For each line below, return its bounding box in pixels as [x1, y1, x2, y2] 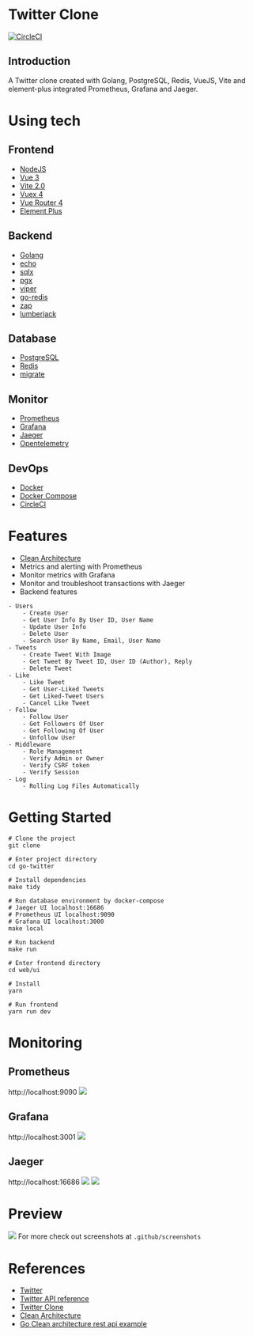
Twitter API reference [19, 1294, 89, 1304]
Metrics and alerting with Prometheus [19, 562, 142, 571]
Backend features [19, 587, 77, 596]
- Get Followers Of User [22, 720, 104, 728]
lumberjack [19, 308, 57, 318]
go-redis [19, 292, 48, 301]
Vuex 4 [19, 189, 43, 199]
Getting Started [8, 808, 112, 827]
